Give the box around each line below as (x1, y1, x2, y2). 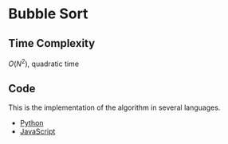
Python (19, 119, 44, 128)
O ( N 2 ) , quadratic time (8, 57, 80, 68)
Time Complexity (8, 37, 96, 50)
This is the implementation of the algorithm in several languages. (8, 103, 221, 112)
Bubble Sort (8, 5, 88, 23)
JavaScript (19, 126, 56, 136)
